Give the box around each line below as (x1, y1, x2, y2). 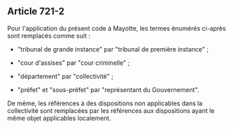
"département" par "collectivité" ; (17, 72, 114, 80)
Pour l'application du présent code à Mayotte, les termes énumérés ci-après (7, 24, 227, 32)
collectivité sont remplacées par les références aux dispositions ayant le (7, 106, 215, 114)
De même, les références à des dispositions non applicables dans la (7, 99, 203, 107)
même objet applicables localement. (7, 114, 112, 122)
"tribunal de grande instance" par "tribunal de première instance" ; (17, 45, 209, 53)
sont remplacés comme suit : (7, 31, 91, 40)
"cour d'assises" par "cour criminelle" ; (17, 59, 130, 67)
